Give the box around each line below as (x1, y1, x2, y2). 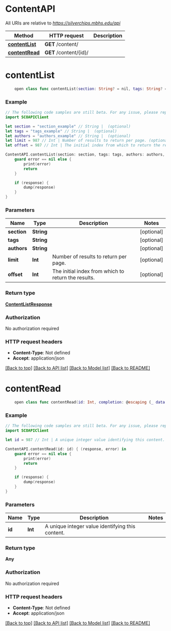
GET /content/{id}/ (44, 49, 89, 56)
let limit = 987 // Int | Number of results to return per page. (5, 138, 147, 143)
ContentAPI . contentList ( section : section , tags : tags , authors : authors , (5, 152, 165, 157)
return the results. (52, 274, 95, 281)
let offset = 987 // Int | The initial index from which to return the (5, 143, 160, 148)
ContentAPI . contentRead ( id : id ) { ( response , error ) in (5, 446, 126, 451)
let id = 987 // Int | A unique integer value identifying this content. (5, 437, 165, 443)
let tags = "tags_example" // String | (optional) (5, 129, 117, 134)
